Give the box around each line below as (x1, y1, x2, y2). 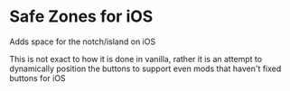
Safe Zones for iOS (9, 6, 154, 27)
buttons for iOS (9, 72, 66, 83)
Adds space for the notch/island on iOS (9, 36, 156, 47)
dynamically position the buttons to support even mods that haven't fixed (9, 63, 282, 74)
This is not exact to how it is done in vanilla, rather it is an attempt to (9, 53, 263, 64)
